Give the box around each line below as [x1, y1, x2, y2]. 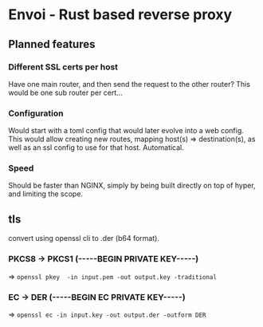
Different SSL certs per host [8, 61, 118, 73]
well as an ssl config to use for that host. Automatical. [8, 143, 185, 152]
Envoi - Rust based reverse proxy [8, 6, 233, 24]
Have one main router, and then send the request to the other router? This [8, 79, 251, 89]
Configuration [8, 108, 64, 119]
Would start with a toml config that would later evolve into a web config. [8, 126, 245, 136]
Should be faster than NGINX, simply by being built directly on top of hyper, [8, 181, 257, 191]
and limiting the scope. [8, 189, 84, 199]
